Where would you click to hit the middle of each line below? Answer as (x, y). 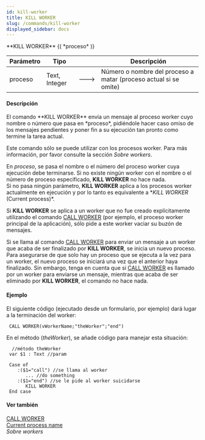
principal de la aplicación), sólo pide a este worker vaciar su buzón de (94, 224)
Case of (19, 365)
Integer (56, 83)
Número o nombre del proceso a (147, 72)
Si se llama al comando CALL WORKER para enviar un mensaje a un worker (101, 242)
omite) (110, 87)
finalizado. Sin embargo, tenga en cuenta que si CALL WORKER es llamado (100, 268)
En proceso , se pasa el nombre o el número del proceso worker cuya (93, 167)
